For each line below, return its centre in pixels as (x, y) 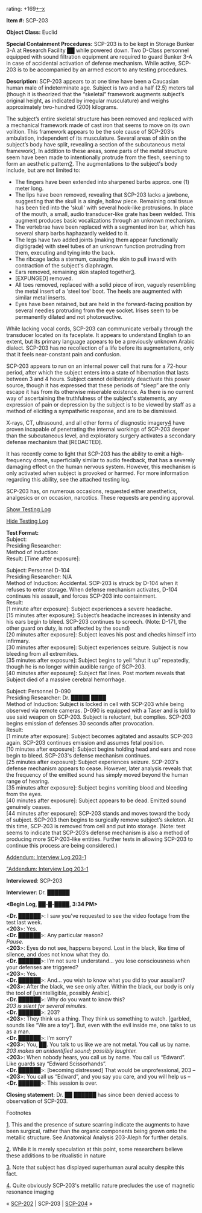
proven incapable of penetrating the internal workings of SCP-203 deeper (98, 429)
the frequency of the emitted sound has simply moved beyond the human (97, 775)
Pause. (15, 941)
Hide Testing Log (27, 521)
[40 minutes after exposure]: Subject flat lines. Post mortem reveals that (96, 673)
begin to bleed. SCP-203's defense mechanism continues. (79, 755)
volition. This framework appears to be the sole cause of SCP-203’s (90, 132)
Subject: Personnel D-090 (39, 691)
